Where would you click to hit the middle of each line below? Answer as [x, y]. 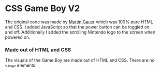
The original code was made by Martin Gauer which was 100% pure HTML [79, 22]
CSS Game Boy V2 [43, 8]
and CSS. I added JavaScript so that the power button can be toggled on [77, 27]
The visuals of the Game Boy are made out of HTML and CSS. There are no [80, 60]
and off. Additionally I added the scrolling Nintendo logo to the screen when [80, 32]
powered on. [18, 37]
